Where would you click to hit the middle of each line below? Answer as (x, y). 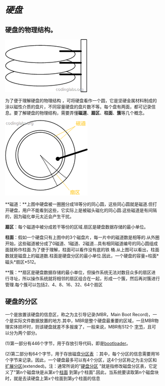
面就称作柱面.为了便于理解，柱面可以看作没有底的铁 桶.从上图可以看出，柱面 (82, 250)
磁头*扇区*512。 (22, 262)
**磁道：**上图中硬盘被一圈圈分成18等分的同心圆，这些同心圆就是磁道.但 (79, 204)
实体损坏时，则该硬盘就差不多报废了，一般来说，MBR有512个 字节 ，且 (81, 327)
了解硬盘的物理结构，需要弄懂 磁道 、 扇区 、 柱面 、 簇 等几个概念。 (82, 113)
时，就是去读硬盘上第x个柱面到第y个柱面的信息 (53, 378)
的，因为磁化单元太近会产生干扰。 (40, 216)
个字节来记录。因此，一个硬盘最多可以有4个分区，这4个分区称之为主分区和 (81, 360)
